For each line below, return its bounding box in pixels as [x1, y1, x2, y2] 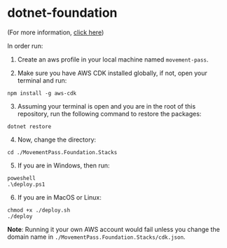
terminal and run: [17, 76, 67, 85]
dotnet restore [7, 123, 52, 130]
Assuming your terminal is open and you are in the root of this [17, 102, 196, 110]
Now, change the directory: [17, 135, 97, 144]
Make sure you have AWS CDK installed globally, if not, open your [17, 69, 208, 77]
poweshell [7, 174, 36, 181]
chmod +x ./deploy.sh [7, 207, 71, 214]
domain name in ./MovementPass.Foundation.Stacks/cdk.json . [7, 233, 186, 241]
